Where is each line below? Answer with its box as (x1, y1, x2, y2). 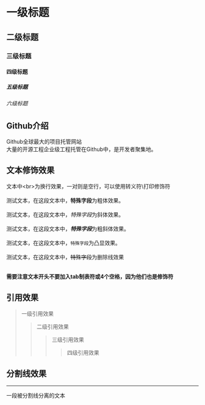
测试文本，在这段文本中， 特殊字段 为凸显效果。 (6, 239, 121, 247)
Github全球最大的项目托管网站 (6, 138, 82, 146)
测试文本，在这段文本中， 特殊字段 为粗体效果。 (6, 196, 124, 204)
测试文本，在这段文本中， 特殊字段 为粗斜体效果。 (6, 225, 129, 232)
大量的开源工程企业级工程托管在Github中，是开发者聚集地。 (6, 146, 157, 153)
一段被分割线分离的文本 (6, 392, 65, 399)
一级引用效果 (21, 310, 54, 317)
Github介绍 (6, 121, 49, 131)
